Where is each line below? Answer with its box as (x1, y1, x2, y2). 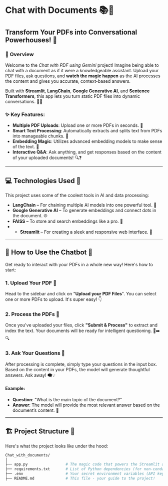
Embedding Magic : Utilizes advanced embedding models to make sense (12, 138, 162, 144)
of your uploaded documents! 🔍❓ (12, 154, 82, 161)
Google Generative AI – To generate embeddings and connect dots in (12, 207, 156, 213)
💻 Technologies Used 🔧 (5, 177, 81, 185)
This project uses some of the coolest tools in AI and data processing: (5, 192, 149, 198)
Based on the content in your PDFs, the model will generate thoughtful (5, 366, 150, 372)
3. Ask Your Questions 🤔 (5, 350, 65, 357)
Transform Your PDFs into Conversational (5, 28, 137, 36)
